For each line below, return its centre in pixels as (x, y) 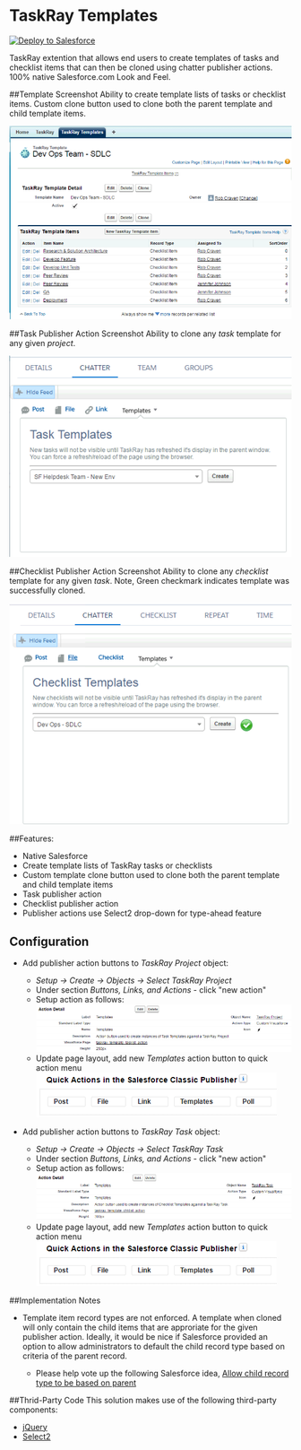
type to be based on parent (86, 1383)
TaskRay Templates (84, 16)
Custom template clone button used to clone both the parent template (151, 875)
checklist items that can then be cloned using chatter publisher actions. (141, 67)
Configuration (49, 941)
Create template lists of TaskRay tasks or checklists (117, 865)
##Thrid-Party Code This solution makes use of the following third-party (143, 1400)
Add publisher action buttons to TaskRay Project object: (125, 963)
